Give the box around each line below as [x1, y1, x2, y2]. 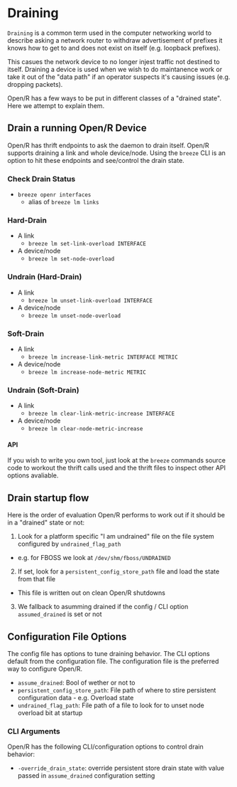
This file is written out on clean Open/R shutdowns [17, 588, 165, 597]
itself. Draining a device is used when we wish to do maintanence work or [7, 65, 222, 73]
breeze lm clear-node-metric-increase [28, 426, 143, 433]
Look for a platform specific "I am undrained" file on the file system [17, 532, 214, 541]
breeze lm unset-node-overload [28, 312, 121, 319]
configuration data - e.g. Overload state [17, 694, 134, 702]
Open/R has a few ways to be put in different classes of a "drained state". [7, 94, 222, 102]
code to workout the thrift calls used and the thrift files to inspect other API [7, 464, 226, 472]
